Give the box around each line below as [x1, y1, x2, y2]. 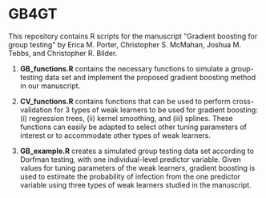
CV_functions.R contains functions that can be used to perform [19, 96, 231, 106]
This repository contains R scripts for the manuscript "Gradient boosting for [8, 31, 258, 41]
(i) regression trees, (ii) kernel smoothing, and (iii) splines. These [19, 113, 234, 123]
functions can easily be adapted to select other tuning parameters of [19, 122, 247, 131]
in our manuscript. [19, 81, 81, 91]
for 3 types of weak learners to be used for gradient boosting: [54, 105, 258, 115]
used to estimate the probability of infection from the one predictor [19, 172, 241, 181]
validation [19, 105, 53, 115]
